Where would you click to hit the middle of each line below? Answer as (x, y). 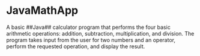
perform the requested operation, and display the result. (76, 46)
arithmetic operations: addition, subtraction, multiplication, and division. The (100, 33)
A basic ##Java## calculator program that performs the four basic (89, 27)
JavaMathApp (42, 11)
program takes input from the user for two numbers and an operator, (91, 40)
